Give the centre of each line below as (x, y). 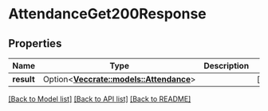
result (24, 79)
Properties (35, 44)
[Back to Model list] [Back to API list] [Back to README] (100, 99)
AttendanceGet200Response (108, 14)
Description (226, 66)
